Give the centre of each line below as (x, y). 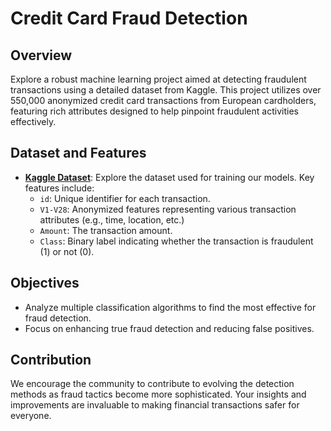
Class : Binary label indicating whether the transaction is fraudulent (176, 241)
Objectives (45, 283)
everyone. (31, 416)
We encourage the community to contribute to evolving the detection (152, 384)
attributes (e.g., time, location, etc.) (112, 219)
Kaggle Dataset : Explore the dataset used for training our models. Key (169, 177)
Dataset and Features (78, 153)
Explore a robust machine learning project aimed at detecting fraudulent (158, 79)
